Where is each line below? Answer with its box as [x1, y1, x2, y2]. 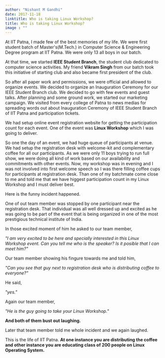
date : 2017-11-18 [5, 12, 41, 17]
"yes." [5, 289, 17, 295]
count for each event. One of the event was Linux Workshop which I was [5, 125, 154, 131]
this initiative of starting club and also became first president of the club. [5, 69, 153, 75]
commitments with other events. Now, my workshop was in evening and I [5, 161, 154, 167]
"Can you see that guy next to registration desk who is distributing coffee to [5, 265, 160, 271]
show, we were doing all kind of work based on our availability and [5, 155, 140, 161]
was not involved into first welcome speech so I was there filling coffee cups [5, 166, 161, 172]
